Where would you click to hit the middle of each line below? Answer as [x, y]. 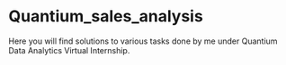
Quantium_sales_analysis [106, 16]
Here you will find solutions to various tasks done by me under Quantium [143, 41]
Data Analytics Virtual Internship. [69, 50]
